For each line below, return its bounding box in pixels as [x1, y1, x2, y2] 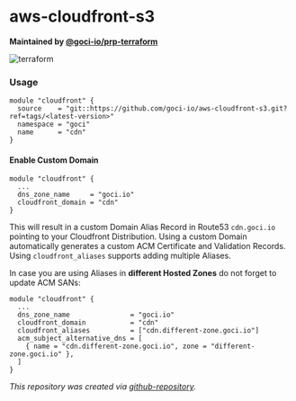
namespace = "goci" [17, 120, 91, 129]
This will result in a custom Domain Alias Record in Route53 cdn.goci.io [9, 222, 276, 233]
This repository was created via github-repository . [9, 381, 196, 392]
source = [17, 104, 63, 113]
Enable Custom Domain [9, 155, 99, 165]
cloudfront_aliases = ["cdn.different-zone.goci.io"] [17, 326, 259, 335]
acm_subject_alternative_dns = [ [17, 334, 143, 343]
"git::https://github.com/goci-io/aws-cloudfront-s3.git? [66, 104, 288, 113]
